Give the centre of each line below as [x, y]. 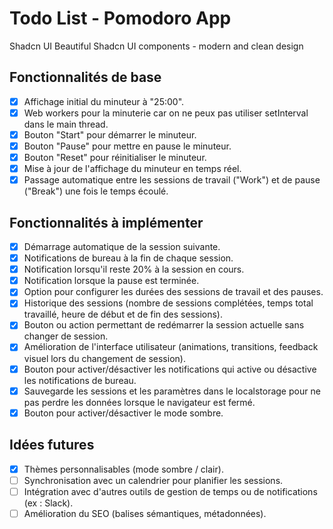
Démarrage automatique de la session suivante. [122, 246]
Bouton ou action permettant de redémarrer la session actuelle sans [164, 325]
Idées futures [52, 445]
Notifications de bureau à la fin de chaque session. [128, 258]
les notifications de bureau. [80, 380]
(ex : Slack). [48, 503]
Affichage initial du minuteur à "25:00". [104, 101]
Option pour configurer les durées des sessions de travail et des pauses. [173, 292]
